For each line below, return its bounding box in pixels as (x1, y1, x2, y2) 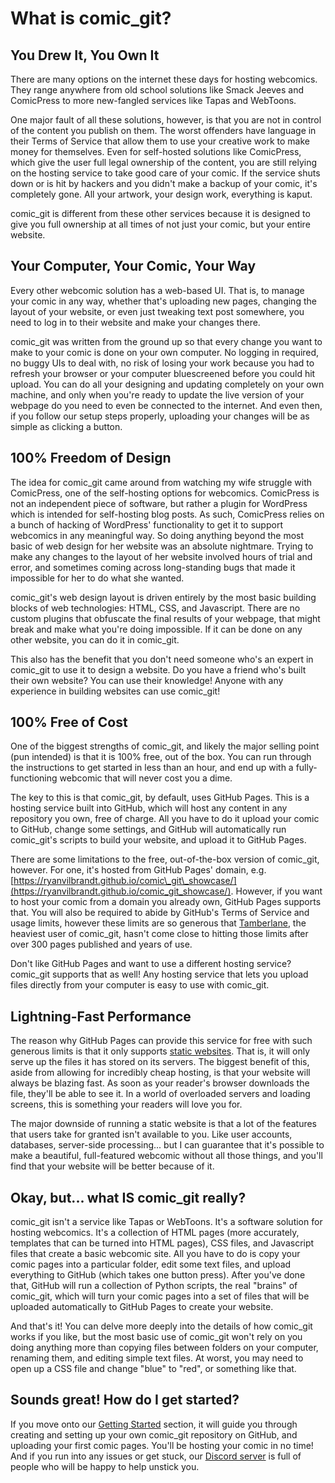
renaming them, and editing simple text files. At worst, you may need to (10, 1352, 304, 1364)
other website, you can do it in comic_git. (10, 633, 180, 646)
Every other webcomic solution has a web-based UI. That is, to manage (10, 284, 305, 296)
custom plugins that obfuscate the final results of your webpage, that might (10, 612, 321, 624)
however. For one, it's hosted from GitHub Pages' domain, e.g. (10, 864, 267, 876)
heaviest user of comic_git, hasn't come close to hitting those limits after (10, 928, 309, 940)
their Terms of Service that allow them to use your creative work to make (10, 135, 310, 147)
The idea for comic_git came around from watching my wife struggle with (10, 476, 312, 488)
